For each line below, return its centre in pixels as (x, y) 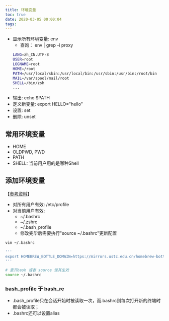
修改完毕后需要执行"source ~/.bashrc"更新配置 (68, 233)
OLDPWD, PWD (29, 152)
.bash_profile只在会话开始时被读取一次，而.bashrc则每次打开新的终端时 (87, 301)
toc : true (16, 15)
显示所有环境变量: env (35, 39)
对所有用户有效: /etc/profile (41, 204)
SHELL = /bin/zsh (28, 83)
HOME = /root (24, 69)
